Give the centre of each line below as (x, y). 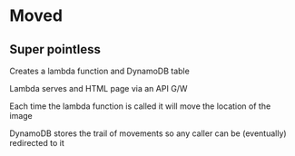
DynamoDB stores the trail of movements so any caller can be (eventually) (148, 133)
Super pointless (55, 49)
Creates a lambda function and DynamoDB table (100, 71)
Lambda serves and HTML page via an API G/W (98, 88)
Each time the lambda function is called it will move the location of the (140, 106)
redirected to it (37, 143)
